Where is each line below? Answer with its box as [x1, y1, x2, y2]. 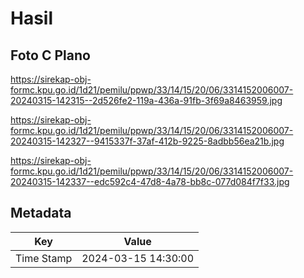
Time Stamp [15, 251, 73, 265]
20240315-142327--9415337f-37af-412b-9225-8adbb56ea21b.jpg [10, 135, 285, 147]
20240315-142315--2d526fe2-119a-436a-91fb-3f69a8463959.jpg [10, 95, 283, 106]
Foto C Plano [10, 47, 91, 64]
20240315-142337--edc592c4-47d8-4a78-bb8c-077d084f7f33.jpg [10, 176, 290, 187]
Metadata [10, 205, 72, 222]
